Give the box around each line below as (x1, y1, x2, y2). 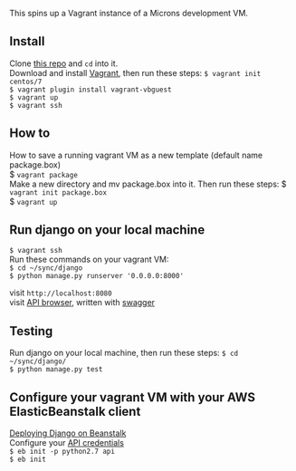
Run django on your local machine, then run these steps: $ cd (9, 348, 238, 359)
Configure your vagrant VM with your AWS (9, 389, 256, 405)
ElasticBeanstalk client (9, 403, 141, 419)
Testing (9, 323, 53, 339)
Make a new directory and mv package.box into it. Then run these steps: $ (9, 178, 287, 189)
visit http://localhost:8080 (9, 287, 112, 298)
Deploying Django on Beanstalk (9, 428, 127, 438)
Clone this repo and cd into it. (9, 58, 119, 69)
